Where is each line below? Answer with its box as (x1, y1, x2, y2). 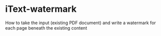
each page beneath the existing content (5, 25, 87, 31)
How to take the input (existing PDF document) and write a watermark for (5, 20, 156, 26)
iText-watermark (5, 3, 76, 15)
